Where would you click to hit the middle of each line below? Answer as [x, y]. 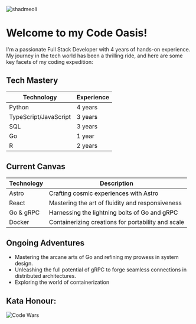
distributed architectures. [45, 276]
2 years [87, 145]
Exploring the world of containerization [62, 282]
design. [24, 264]
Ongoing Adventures [45, 243]
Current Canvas [36, 166]
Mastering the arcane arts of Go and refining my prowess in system [97, 257]
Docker [19, 222]
